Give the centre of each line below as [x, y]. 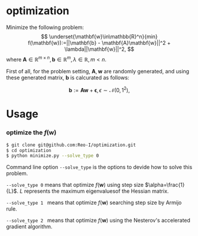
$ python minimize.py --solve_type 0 [53, 156]
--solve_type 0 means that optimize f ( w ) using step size [75, 185]
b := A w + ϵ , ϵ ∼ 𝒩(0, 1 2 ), [99, 89]
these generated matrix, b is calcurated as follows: [68, 77]
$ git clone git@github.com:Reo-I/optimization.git [71, 145]
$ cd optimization [29, 150]
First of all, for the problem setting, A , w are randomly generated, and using [98, 71]
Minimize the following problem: [45, 27]
